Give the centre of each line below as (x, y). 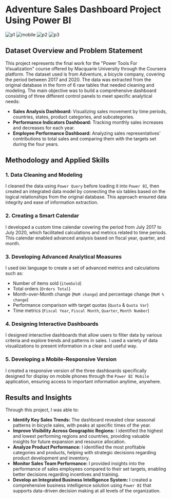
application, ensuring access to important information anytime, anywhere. (83, 381)
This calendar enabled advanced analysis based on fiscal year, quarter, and (85, 238)
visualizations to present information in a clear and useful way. (71, 346)
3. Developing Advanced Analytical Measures (64, 256)
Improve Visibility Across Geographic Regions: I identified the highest (88, 431)
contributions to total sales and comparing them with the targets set (84, 138)
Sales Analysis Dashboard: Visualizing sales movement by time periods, (90, 111)
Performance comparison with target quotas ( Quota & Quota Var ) (81, 305)
